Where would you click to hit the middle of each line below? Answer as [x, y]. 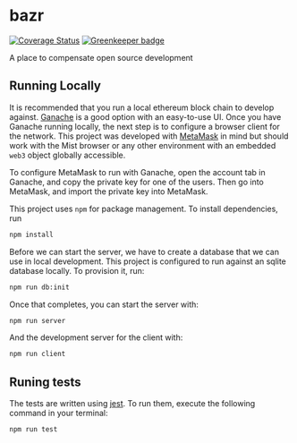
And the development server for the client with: [96, 337]
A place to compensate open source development [102, 57]
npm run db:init [39, 287]
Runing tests [45, 382]
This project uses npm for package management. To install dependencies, [144, 209]
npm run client [38, 354]
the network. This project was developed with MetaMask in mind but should [149, 136]
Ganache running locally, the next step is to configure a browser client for [144, 126]
